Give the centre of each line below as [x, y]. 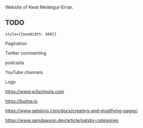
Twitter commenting [26, 53]
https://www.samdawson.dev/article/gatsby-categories [62, 120]
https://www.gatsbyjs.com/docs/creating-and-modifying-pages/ [71, 111]
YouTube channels [24, 72]
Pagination [16, 43]
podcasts [15, 63]
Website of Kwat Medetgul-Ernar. [39, 7]
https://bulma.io [21, 101]
